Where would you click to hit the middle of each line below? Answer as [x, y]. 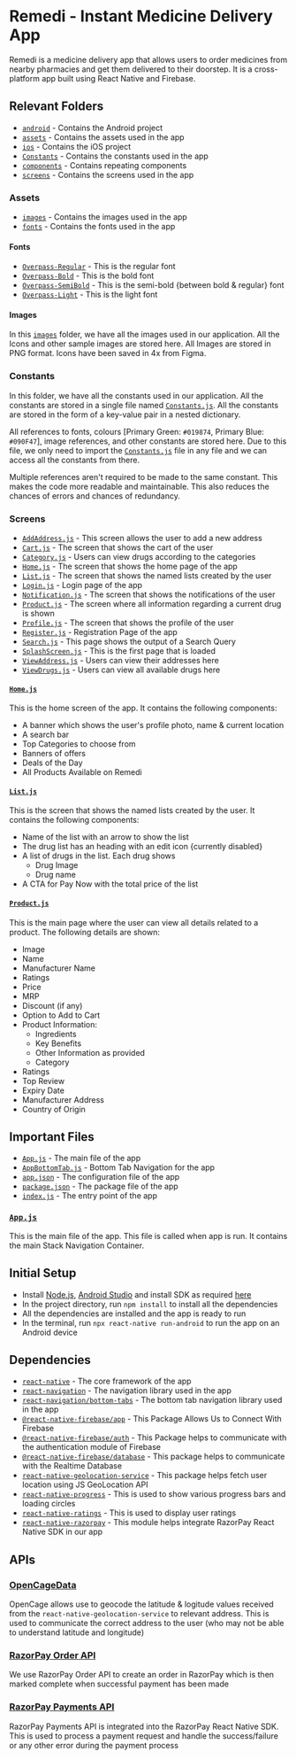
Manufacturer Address [63, 1099]
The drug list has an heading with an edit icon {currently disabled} [142, 847]
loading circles [49, 1504]
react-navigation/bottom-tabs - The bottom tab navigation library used [152, 1400]
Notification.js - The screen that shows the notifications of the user [148, 594]
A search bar [46, 735]
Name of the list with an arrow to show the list [106, 837]
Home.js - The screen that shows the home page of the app [130, 566]
